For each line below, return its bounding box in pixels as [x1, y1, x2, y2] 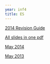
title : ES [5, 12, 25, 16]
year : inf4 [5, 7, 27, 12]
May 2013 [5, 53, 24, 59]
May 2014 [5, 44, 25, 49]
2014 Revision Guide [5, 25, 45, 31]
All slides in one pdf [5, 34, 44, 40]
